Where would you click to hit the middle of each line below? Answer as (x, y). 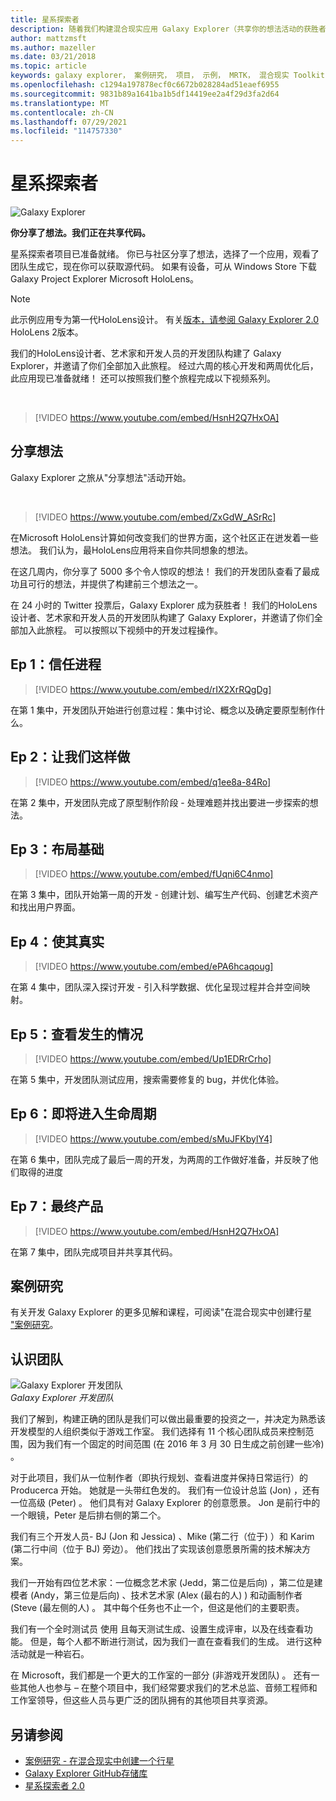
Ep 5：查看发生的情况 (77, 1034)
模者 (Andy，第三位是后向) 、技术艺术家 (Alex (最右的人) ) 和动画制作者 (156, 1595)
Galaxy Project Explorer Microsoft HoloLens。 (105, 279)
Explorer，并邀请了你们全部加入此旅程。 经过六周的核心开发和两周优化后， (164, 366)
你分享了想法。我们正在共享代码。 (80, 233)
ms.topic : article (48, 66)
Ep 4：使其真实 (57, 941)
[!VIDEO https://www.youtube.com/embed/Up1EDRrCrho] (153, 1058)
